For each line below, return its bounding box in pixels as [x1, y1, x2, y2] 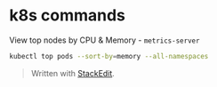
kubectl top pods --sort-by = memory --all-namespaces [9, 51, 209, 60]
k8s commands [9, 5, 126, 26]
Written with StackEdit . [30, 67, 116, 78]
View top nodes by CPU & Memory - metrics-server [9, 35, 200, 45]
